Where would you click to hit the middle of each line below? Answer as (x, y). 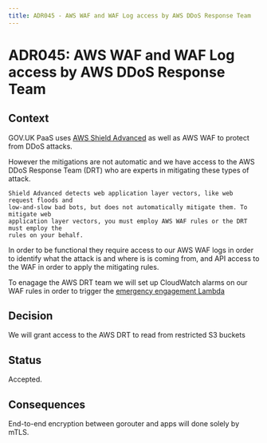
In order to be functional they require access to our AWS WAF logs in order (131, 250)
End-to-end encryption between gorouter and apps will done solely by (124, 424)
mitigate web (30, 214)
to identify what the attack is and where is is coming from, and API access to (134, 258)
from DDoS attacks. (41, 146)
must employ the (35, 228)
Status (25, 360)
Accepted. (25, 379)
